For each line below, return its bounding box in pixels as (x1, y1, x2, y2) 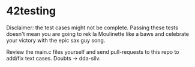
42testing (6, 4, 56, 18)
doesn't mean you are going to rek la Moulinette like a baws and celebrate (6, 30, 190, 37)
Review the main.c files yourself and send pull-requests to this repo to (6, 48, 179, 55)
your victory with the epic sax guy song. (6, 36, 106, 44)
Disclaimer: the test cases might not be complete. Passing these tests (6, 24, 178, 31)
